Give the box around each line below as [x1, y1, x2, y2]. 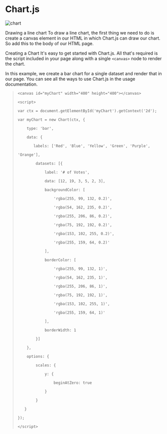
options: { [27, 354, 50, 359]
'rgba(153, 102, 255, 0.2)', [53, 231, 114, 236]
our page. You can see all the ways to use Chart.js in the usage [5, 76, 135, 82]
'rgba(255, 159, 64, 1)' [53, 310, 105, 315]
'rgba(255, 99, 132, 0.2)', [53, 196, 112, 201]
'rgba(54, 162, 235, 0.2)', [53, 204, 112, 210]
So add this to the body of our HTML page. [5, 40, 94, 46]
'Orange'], [17, 152, 41, 157]
